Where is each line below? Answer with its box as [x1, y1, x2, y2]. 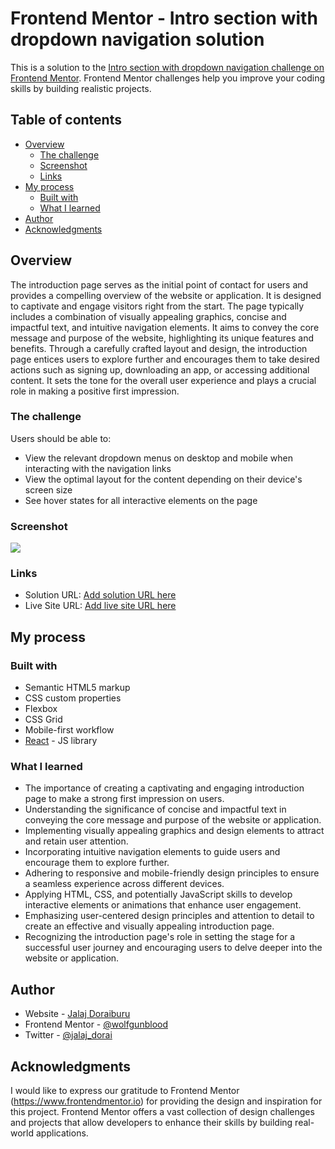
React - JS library [24, 735, 98, 747]
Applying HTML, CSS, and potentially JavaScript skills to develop [24, 888, 293, 901]
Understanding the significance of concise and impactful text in [24, 803, 287, 816]
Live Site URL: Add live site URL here [24, 600, 177, 612]
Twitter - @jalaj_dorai [24, 1029, 113, 1041]
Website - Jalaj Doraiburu [24, 1008, 131, 1020]
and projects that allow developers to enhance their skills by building [10, 1117, 293, 1129]
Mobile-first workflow [24, 724, 115, 736]
